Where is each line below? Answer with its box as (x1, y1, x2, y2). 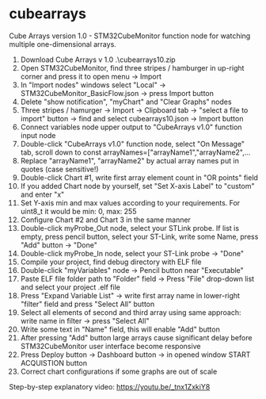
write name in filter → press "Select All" (20, 316, 150, 325)
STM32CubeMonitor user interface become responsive (20, 341, 201, 351)
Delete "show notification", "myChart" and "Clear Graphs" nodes (20, 97, 232, 106)
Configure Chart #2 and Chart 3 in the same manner (20, 215, 191, 224)
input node (20, 130, 56, 140)
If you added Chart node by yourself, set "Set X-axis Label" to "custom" (20, 181, 255, 190)
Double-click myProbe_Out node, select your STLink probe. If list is (20, 223, 240, 232)
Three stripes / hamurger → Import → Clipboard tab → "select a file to (20, 105, 249, 115)
